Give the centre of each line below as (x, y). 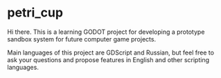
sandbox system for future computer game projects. (82, 39)
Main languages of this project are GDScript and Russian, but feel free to (111, 52)
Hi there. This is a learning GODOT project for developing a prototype (106, 32)
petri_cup (35, 13)
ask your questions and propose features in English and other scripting (108, 59)
